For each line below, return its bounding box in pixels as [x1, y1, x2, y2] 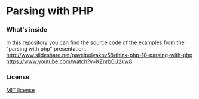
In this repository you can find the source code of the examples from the [6, 39, 185, 46]
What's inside [6, 26, 48, 34]
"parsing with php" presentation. [6, 45, 87, 52]
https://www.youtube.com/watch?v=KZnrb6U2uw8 [6, 58, 133, 65]
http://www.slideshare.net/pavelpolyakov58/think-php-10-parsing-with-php [6, 52, 193, 59]
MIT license [6, 86, 35, 94]
